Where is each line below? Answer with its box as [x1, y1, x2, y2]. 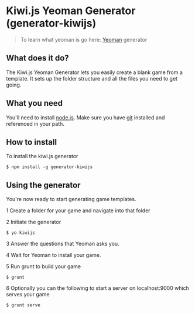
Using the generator [6, 180, 81, 190]
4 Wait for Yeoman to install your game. [6, 252, 101, 259]
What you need [6, 98, 63, 108]
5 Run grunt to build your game [6, 263, 81, 270]
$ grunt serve [6, 302, 41, 308]
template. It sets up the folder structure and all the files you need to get [6, 75, 177, 82]
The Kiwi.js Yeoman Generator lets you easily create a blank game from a [6, 69, 183, 76]
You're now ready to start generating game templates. [6, 196, 136, 203]
